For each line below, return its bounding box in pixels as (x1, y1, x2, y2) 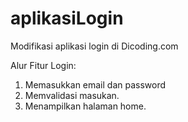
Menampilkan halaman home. (24, 100, 147, 112)
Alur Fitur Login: (10, 59, 77, 71)
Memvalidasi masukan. (24, 89, 120, 101)
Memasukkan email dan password (24, 78, 167, 91)
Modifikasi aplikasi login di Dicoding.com (10, 40, 179, 52)
